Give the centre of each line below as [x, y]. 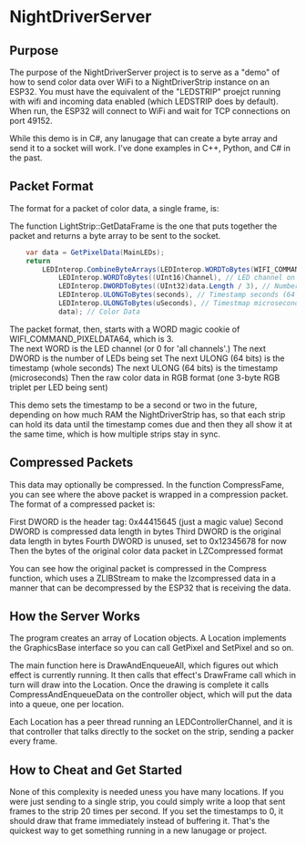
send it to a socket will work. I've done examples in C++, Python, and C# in [150, 148]
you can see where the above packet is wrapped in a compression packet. [149, 494]
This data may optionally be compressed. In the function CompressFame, [147, 484]
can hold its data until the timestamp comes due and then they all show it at [151, 424]
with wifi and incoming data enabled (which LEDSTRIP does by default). [144, 101]
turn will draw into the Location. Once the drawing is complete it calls [139, 685]
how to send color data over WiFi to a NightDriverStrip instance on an [140, 82]
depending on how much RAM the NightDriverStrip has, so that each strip [148, 414]
